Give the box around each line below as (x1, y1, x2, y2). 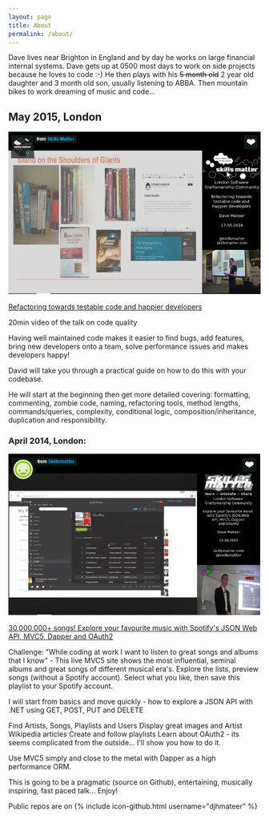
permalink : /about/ (8, 30, 74, 38)
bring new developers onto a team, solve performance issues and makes (8, 341, 249, 352)
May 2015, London (8, 110, 102, 123)
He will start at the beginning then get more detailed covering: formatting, (8, 389, 251, 400)
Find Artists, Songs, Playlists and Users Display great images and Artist (8, 720, 243, 730)
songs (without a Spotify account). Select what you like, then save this (8, 672, 240, 682)
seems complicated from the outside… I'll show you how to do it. (8, 737, 222, 747)
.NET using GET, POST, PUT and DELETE (8, 705, 144, 715)
